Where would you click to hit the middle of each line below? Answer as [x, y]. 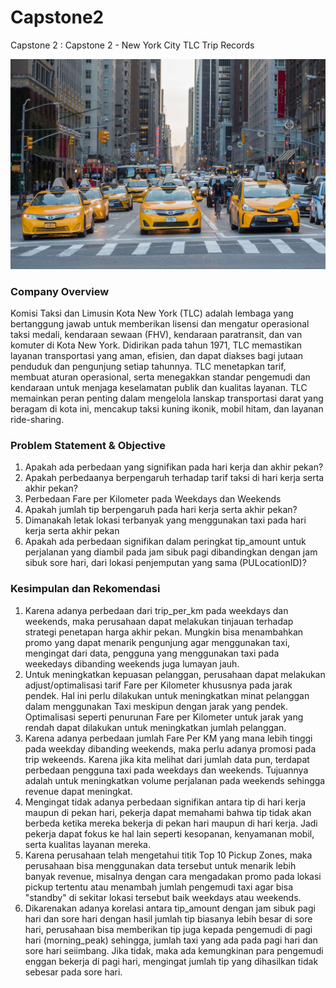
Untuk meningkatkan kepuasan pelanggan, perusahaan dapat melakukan [175, 674]
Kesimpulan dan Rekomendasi [85, 589]
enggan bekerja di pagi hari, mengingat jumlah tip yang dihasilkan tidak [171, 961]
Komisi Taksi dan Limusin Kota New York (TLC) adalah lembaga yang [152, 313]
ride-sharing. [37, 419]
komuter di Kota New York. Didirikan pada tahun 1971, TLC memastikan [156, 345]
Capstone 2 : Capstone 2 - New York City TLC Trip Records [132, 45]
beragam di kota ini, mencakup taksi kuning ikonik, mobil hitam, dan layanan [167, 408]
